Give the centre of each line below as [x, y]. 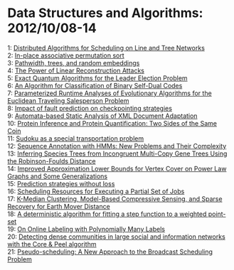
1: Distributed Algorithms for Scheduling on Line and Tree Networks [106, 48]
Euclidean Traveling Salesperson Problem [68, 100]
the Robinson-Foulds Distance [52, 161]
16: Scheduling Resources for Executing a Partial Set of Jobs [96, 191]
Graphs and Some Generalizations [58, 176]
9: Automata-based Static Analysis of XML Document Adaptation [102, 116]
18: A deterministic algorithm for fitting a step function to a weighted [107, 214]
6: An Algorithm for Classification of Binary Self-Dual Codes [95, 85]
